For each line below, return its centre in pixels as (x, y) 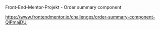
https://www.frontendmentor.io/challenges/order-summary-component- (80, 17)
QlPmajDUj (16, 22)
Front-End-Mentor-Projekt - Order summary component (63, 7)
